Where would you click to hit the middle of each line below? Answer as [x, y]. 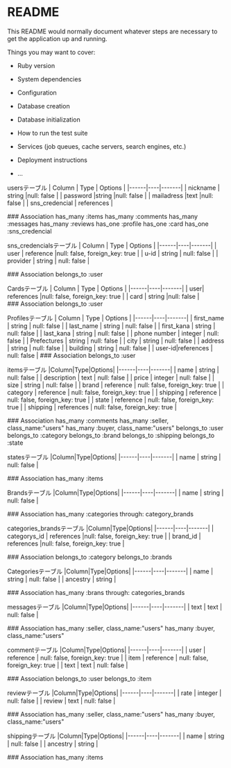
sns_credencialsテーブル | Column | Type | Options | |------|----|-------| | [112, 245]
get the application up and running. [57, 38]
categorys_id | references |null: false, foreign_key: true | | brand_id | [104, 536]
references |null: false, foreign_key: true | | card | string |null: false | [103, 296]
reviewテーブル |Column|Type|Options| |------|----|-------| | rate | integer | [114, 693]
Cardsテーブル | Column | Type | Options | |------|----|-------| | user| [106, 288]
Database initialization [49, 120]
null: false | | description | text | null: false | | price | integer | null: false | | [111, 377]
